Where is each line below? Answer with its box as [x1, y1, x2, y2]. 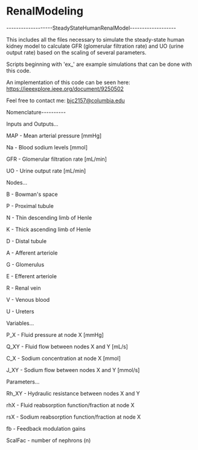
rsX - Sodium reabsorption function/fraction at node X [6, 413, 141, 420]
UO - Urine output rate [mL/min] [6, 167, 86, 174]
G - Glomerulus [6, 261, 45, 268]
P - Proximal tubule [6, 202, 54, 209]
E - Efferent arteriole [6, 272, 57, 279]
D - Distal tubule [6, 237, 47, 244]
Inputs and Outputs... [6, 120, 59, 128]
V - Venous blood [6, 296, 50, 303]
